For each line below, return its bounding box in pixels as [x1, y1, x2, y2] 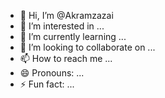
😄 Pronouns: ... [19, 67, 85, 79]
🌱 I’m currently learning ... [19, 31, 127, 42]
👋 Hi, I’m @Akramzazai [19, 10, 114, 21]
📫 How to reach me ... [19, 53, 113, 64]
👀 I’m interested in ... [19, 20, 105, 32]
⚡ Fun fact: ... [19, 78, 75, 90]
